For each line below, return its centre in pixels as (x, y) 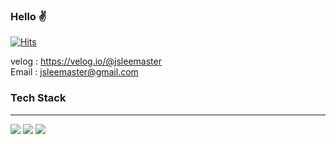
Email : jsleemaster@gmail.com (74, 72)
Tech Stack (38, 98)
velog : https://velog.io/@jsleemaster (86, 61)
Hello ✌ (28, 16)
